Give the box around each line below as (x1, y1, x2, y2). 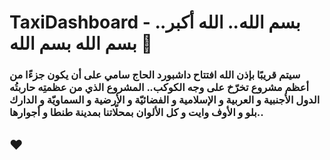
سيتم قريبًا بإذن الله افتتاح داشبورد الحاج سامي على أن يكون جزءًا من (9, 68, 301, 82)
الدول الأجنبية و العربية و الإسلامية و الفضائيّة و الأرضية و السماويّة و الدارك (9, 93, 321, 107)
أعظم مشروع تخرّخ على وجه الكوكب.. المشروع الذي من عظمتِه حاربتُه (9, 81, 309, 95)
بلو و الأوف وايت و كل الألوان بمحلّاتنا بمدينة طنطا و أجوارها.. (9, 106, 264, 120)
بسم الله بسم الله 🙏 (9, 32, 153, 55)
